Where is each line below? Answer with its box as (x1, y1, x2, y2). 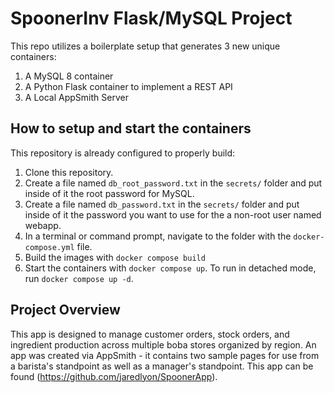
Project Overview (10, 302, 121, 319)
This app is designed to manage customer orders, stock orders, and (10, 328, 290, 340)
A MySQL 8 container (24, 70, 114, 82)
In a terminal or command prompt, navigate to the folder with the (24, 230, 292, 242)
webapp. (24, 219, 62, 231)
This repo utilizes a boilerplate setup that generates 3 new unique (10, 40, 281, 52)
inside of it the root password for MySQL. (24, 187, 195, 199)
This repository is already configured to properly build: (10, 147, 236, 159)
